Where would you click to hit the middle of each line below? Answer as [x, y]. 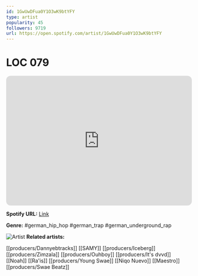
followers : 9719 [26, 28]
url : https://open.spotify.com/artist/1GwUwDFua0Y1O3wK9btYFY [84, 34]
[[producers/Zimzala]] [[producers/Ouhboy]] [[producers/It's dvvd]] [89, 255]
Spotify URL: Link [28, 214]
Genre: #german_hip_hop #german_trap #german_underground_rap [89, 225]
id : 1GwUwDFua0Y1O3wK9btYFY [41, 11]
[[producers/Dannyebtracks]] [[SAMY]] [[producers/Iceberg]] [81, 248]
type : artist [22, 17]
